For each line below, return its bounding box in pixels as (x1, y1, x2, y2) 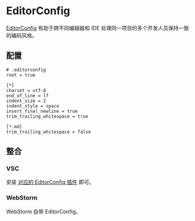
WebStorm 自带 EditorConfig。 (6, 208, 81, 215)
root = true (6, 72, 35, 78)
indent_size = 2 (6, 97, 46, 104)
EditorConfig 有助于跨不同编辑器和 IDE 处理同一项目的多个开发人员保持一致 (6, 24, 189, 31)
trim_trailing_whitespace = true (6, 113, 89, 119)
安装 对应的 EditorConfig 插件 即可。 (6, 178, 95, 186)
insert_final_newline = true (6, 108, 78, 114)
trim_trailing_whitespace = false (6, 129, 92, 135)
